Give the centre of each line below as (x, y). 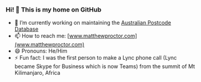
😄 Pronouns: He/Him (41, 51)
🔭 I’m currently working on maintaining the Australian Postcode (93, 23)
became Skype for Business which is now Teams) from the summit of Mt (105, 66)
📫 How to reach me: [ (42, 36)
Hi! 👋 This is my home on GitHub (54, 10)
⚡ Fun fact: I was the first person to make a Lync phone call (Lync (96, 58)
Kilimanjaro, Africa (37, 73)
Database (26, 29)
